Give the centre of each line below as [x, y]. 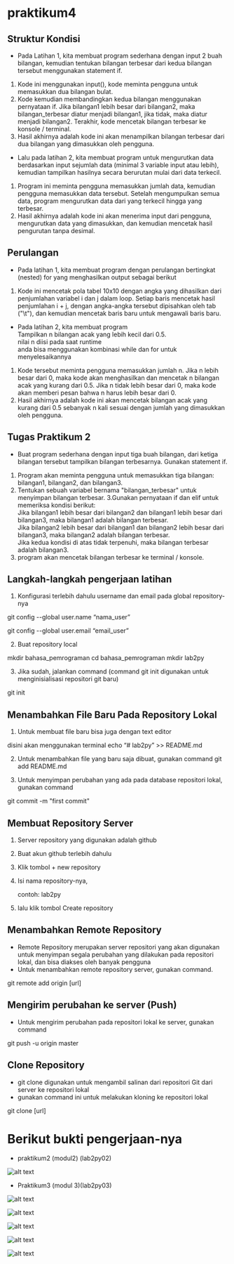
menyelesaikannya [44, 357]
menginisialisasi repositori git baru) [68, 679]
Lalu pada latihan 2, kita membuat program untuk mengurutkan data [115, 157]
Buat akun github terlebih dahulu [64, 854]
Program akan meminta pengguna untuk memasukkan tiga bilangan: [116, 475]
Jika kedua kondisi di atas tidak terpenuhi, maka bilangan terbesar [113, 542]
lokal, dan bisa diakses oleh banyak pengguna [84, 962]
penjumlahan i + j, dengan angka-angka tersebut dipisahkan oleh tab [117, 305]
